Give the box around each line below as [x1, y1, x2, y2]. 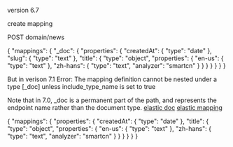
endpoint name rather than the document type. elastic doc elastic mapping [7, 104, 223, 111]
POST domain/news [7, 33, 65, 41]
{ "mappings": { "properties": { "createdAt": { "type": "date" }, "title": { [7, 117, 209, 125]
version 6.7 [7, 6, 40, 14]
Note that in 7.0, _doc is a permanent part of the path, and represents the [7, 96, 217, 104]
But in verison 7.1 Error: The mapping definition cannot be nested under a [7, 75, 218, 83]
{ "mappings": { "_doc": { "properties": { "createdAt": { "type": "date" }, [7, 47, 212, 55]
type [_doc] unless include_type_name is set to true [7, 83, 156, 90]
